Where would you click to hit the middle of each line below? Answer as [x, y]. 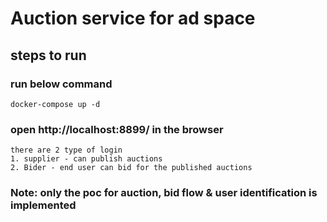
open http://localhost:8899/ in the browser [117, 129]
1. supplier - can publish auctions [86, 159]
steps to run [48, 55]
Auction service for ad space [133, 18]
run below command [61, 84]
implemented [43, 205]
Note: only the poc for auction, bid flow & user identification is [164, 193]
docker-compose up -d [55, 104]
